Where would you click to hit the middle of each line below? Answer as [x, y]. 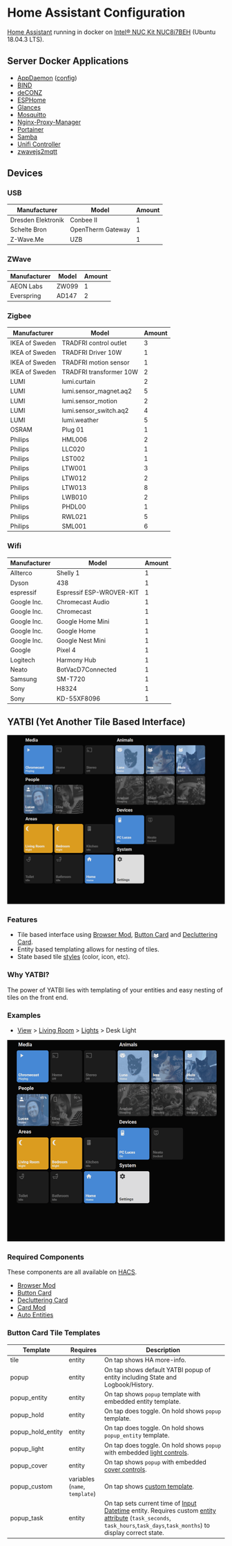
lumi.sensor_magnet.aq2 [97, 391]
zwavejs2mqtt [37, 151]
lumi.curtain [78, 382]
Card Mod [31, 1308]
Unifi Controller [39, 144]
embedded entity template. [143, 1401]
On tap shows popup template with [153, 1394]
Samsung [23, 679]
